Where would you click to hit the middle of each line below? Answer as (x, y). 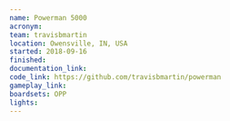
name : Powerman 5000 (49, 18)
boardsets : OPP (38, 94)
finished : (28, 60)
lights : (24, 102)
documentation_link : (49, 69)
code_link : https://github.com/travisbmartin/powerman (115, 77)
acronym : (26, 26)
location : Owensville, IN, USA (69, 43)
